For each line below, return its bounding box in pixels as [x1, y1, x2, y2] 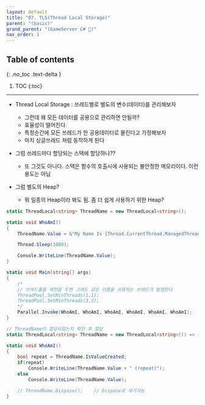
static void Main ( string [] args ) [6, 269, 92, 275]
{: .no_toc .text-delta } [6, 70, 62, 78]
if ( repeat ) [17, 360, 45, 366]
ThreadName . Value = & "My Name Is [17, 230, 103, 237]
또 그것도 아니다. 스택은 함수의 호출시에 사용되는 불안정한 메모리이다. [24, 162, 187, 170]
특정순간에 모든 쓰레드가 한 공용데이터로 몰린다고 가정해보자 [24, 129, 167, 136]
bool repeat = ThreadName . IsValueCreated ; [17, 354, 127, 360]
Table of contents [6, 54, 74, 65]
